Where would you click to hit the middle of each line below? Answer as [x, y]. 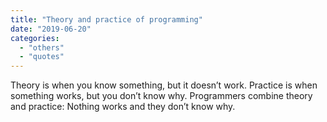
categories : [35, 38]
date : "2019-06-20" [51, 29]
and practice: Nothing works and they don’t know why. [123, 107]
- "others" [42, 47]
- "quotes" [42, 57]
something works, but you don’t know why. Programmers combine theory [161, 96]
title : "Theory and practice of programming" [106, 19]
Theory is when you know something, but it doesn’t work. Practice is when [164, 85]
